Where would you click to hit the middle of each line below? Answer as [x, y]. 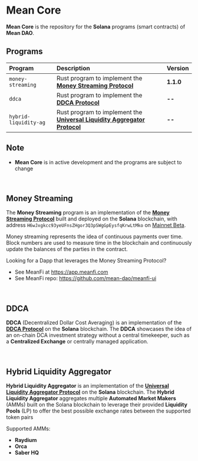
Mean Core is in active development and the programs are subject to [98, 162]
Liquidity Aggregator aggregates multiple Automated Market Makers [91, 398]
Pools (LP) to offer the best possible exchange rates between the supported [98, 411]
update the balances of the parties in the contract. [67, 249]
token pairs [20, 417]
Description [73, 68]
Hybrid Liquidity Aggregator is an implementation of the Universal [88, 386]
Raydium [26, 440]
